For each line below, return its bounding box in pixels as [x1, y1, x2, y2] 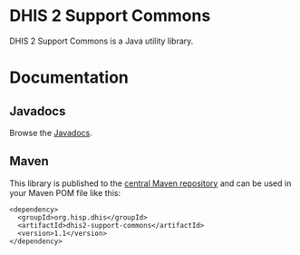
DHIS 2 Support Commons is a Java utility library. [9, 35, 194, 46]
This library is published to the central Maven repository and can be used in [9, 178, 292, 189]
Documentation [9, 67, 130, 88]
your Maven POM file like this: [9, 187, 121, 198]
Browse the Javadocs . [9, 127, 92, 138]
